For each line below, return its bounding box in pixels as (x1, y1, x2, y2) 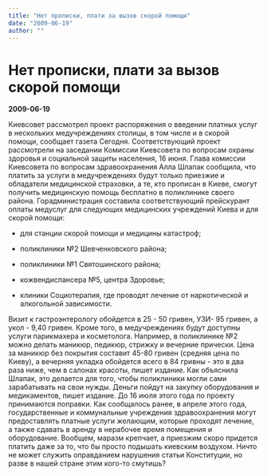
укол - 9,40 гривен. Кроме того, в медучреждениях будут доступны (8, 323, 241, 332)
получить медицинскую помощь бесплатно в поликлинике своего (8, 188, 235, 197)
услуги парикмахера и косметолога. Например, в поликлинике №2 (8, 331, 238, 341)
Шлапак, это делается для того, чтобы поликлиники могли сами (8, 374, 227, 383)
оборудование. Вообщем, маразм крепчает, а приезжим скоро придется (8, 433, 258, 443)
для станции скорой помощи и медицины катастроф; (19, 228, 202, 238)
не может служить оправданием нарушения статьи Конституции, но (8, 450, 243, 460)
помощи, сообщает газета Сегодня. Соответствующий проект (8, 137, 221, 146)
